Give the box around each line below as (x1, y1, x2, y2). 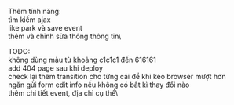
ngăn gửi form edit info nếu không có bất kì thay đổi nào (8, 80, 190, 89)
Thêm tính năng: (8, 7, 61, 16)
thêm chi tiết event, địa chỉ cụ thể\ (8, 89, 119, 97)
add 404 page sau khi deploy (8, 63, 104, 73)
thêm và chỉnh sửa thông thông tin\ (8, 31, 122, 41)
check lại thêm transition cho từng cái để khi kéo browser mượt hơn (8, 72, 226, 81)
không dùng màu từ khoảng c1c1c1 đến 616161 (8, 55, 157, 64)
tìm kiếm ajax (8, 15, 51, 24)
